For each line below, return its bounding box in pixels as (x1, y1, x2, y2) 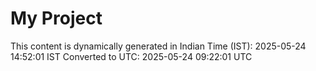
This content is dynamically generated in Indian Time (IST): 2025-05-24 (10, 40, 307, 52)
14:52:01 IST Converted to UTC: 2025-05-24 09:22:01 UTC (10, 50, 253, 62)
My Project (10, 7, 103, 30)
